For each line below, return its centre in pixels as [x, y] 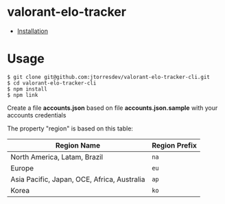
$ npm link [23, 95]
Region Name [78, 145]
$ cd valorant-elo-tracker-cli [52, 83]
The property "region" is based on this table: [70, 128]
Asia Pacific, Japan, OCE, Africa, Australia [78, 179]
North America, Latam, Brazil [57, 157]
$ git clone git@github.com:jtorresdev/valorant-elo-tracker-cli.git [109, 77]
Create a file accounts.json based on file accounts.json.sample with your [113, 108]
